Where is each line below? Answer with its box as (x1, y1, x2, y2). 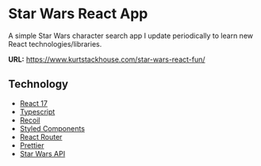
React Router (19, 132, 63, 141)
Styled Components (19, 123, 86, 133)
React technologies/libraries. (8, 39, 102, 48)
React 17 (19, 98, 48, 108)
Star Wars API (19, 149, 66, 158)
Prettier (19, 140, 44, 150)
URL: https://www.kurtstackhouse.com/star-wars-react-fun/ (8, 55, 205, 64)
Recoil (19, 115, 40, 125)
